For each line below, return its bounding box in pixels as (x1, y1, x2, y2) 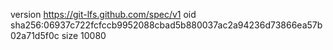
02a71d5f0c (10, 30, 60, 41)
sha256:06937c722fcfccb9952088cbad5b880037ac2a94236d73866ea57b (10, 19, 323, 31)
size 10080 (61, 30, 107, 41)
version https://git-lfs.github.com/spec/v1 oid (10, 9, 197, 20)
